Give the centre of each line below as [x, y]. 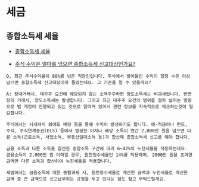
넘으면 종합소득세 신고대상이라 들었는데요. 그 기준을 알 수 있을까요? [79, 83]
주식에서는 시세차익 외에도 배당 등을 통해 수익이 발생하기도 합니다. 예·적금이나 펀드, [97, 125]
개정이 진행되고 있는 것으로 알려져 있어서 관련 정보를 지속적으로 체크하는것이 [105, 107]
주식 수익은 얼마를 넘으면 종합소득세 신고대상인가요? [75, 64]
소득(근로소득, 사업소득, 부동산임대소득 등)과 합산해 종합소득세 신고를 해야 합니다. [102, 137]
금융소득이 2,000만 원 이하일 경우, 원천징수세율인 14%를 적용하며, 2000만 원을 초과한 [99, 155]
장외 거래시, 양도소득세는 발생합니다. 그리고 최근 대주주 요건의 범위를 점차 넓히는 [94, 100]
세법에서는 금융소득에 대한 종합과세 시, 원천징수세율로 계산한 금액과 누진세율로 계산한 [97, 173]
